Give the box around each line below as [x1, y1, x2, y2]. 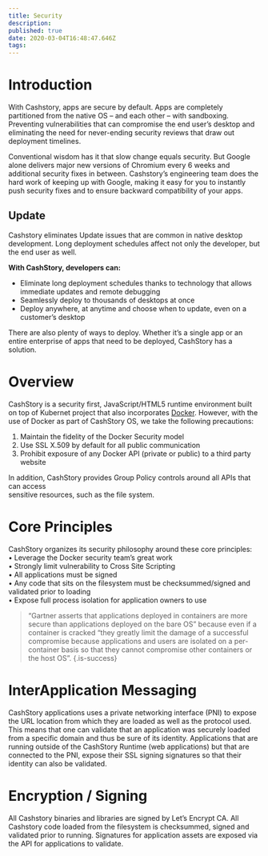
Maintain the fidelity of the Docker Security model [19, 431, 185, 441]
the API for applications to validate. [8, 838, 124, 848]
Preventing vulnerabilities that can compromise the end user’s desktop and [8, 119, 255, 129]
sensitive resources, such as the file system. [8, 490, 154, 499]
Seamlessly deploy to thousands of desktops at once [19, 295, 195, 305]
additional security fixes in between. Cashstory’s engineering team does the [8, 169, 258, 178]
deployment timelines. [8, 137, 82, 146]
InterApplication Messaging [8, 681, 198, 699]
